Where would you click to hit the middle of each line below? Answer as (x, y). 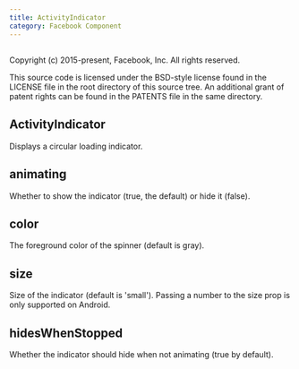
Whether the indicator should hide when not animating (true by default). (141, 354)
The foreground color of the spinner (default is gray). (107, 245)
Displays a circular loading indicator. (76, 146)
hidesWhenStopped (66, 333)
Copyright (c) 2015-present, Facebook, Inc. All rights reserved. (125, 60)
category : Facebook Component (66, 26)
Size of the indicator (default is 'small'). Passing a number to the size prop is (150, 296)
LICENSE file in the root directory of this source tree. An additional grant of (147, 87)
